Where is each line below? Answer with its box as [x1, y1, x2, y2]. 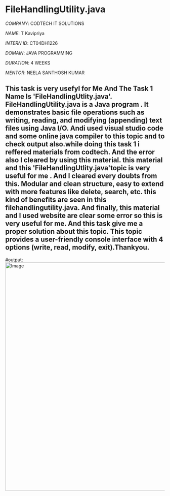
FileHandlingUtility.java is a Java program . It [5, 100, 149, 109]
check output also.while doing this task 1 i [5, 140, 140, 148]
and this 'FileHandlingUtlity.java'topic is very [5, 164, 150, 172]
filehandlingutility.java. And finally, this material [5, 203, 160, 212]
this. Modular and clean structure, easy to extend [5, 179, 164, 189]
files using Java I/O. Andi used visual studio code [5, 124, 163, 133]
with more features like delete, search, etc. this [5, 188, 157, 196]
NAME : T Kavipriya [5, 30, 45, 36]
